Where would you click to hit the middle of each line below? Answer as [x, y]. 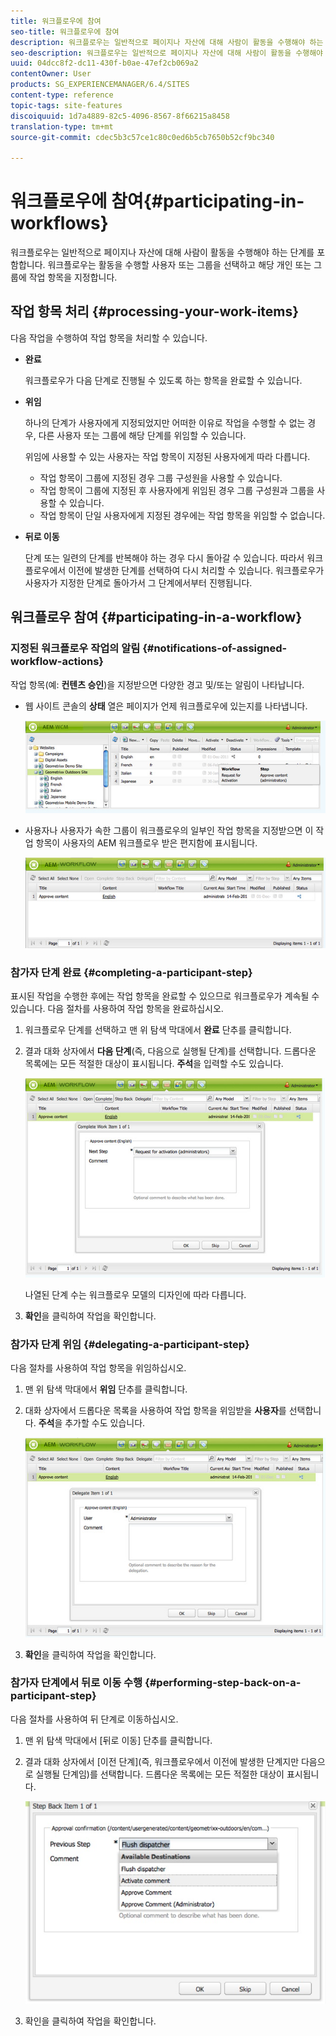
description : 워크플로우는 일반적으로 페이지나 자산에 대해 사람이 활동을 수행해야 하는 [167, 42]
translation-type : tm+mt [62, 126]
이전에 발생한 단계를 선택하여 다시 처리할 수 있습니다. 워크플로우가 [196, 570]
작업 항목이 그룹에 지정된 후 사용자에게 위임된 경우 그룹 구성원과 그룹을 [177, 490]
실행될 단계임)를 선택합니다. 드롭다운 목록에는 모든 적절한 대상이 [160, 1774]
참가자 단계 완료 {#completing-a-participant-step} [131, 972]
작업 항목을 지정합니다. [73, 277]
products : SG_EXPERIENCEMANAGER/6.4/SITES [100, 85]
